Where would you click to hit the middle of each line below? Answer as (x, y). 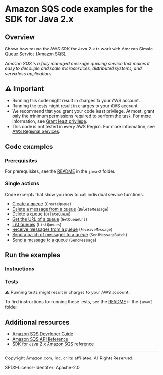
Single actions (22, 184)
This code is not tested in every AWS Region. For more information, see (83, 126)
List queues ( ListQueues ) (37, 224)
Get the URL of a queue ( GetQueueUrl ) (49, 219)
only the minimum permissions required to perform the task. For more (81, 116)
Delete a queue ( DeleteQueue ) (41, 214)
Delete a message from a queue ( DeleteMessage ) (60, 209)
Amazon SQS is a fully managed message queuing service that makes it (78, 63)
